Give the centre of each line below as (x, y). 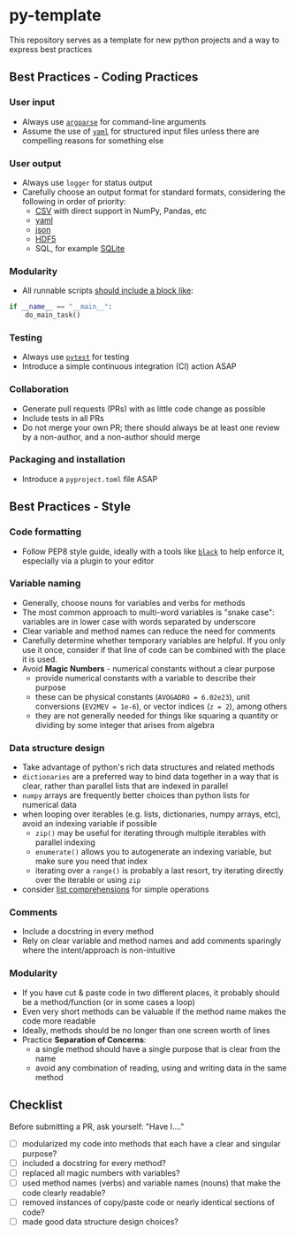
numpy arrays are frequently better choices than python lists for (136, 795)
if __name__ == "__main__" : (61, 307)
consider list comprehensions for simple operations (115, 889)
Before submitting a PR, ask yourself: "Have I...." (97, 1126)
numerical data (49, 805)
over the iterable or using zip (88, 880)
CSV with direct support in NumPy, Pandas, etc (121, 211)
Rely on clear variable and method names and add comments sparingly (152, 941)
